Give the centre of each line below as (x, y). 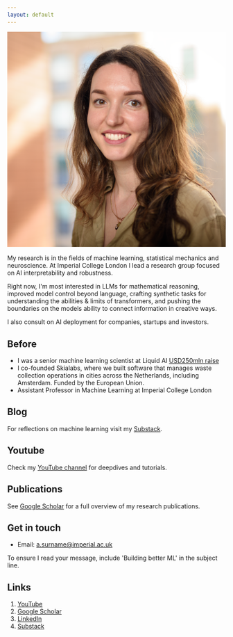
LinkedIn (29, 619)
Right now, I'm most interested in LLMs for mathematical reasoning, (103, 287)
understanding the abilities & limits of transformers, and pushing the (104, 301)
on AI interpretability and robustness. (60, 273)
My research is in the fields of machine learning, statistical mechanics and (113, 258)
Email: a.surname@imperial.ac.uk (65, 545)
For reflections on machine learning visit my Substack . (85, 428)
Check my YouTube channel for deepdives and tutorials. (87, 467)
